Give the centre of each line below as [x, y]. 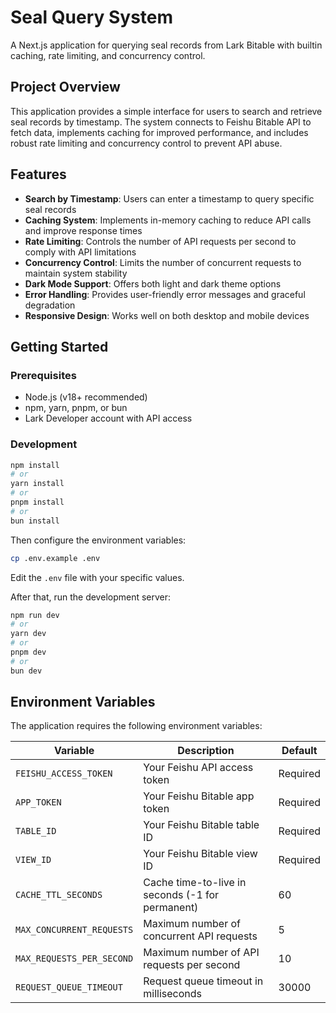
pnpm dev [28, 652]
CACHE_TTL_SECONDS [59, 895]
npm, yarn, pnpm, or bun [76, 408]
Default [299, 751]
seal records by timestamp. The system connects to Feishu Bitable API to [161, 122]
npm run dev [35, 615]
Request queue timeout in [203, 981]
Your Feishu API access [198, 768]
